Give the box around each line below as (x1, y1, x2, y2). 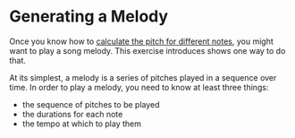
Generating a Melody (9, 6, 168, 27)
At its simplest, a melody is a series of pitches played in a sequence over (9, 72, 277, 82)
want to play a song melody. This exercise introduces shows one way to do (9, 45, 286, 56)
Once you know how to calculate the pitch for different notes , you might (9, 36, 274, 47)
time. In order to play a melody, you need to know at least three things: (9, 82, 269, 92)
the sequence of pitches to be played (21, 99, 160, 109)
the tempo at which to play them (21, 118, 141, 129)
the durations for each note (21, 108, 123, 119)
